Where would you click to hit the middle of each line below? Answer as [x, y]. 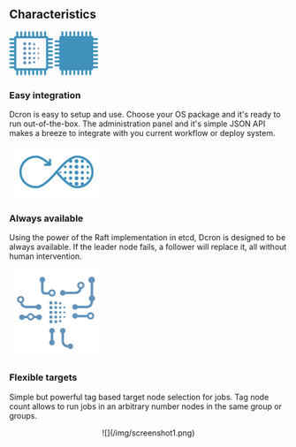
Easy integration [45, 95]
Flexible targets [43, 377]
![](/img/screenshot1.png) [148, 433]
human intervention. [46, 256]
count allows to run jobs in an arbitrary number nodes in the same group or [146, 406]
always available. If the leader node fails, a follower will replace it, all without [148, 247]
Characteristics [53, 15]
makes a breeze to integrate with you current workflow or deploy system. [142, 133]
